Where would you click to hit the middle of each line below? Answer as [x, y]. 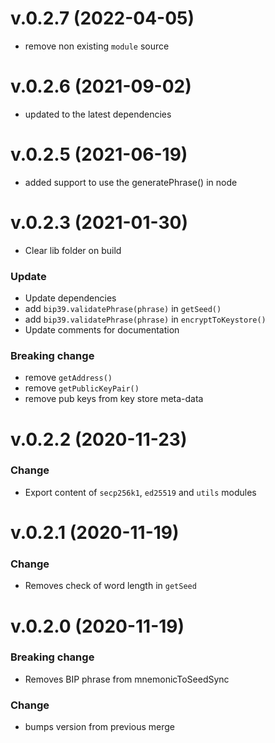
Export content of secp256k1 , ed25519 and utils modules [140, 492]
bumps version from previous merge [100, 727]
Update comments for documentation [102, 330]
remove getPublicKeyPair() [82, 388]
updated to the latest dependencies [98, 114]
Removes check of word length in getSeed [110, 586]
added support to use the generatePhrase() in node [131, 182]
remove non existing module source [97, 46]
